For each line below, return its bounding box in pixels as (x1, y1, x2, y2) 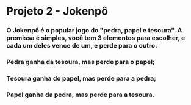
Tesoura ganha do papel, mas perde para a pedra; (6, 74, 157, 82)
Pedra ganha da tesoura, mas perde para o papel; (6, 58, 155, 67)
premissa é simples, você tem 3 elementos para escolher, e (6, 34, 186, 42)
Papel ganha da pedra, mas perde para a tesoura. (6, 90, 154, 99)
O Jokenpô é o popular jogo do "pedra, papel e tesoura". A (6, 26, 182, 35)
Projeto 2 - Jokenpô (6, 4, 109, 18)
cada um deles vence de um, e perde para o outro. (6, 42, 157, 50)
